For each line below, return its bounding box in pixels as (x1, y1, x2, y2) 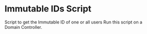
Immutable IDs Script (4, 3, 91, 14)
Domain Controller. (4, 24, 42, 30)
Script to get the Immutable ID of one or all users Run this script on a (4, 19, 143, 25)
